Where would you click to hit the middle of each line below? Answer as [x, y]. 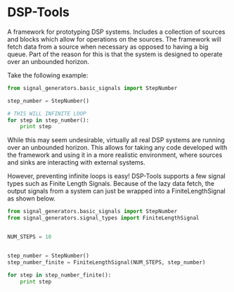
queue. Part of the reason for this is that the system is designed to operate [115, 54]
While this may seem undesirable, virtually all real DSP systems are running [116, 140]
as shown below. [32, 198]
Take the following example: [48, 75]
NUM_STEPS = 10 [30, 237]
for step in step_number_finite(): [59, 275]
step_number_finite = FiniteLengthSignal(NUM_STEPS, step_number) [106, 262]
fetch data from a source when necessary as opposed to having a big [108, 46]
